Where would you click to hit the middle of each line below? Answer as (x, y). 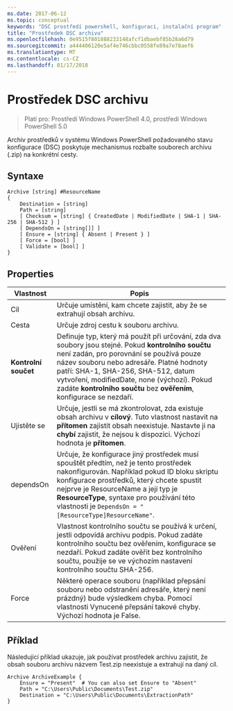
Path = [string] (43, 210)
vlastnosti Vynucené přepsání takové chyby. (129, 607)
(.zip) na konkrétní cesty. (43, 154)
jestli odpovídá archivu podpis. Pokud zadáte (130, 535)
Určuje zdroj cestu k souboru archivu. (118, 325)
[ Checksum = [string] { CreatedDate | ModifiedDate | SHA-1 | (113, 216)
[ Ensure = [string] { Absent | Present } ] (85, 234)
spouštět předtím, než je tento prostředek (124, 463)
